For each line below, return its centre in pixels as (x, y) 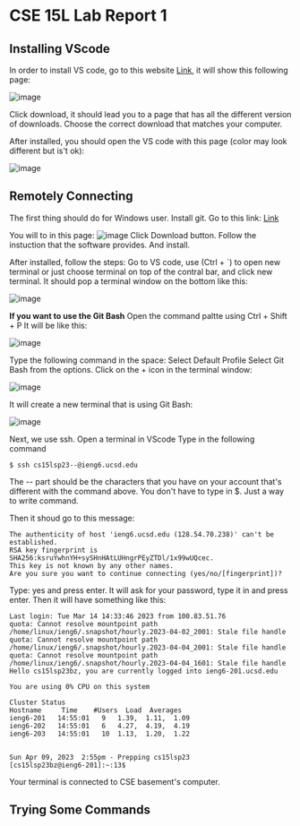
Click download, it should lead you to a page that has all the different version (150, 114)
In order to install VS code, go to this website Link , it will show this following (149, 70)
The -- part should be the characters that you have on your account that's (146, 481)
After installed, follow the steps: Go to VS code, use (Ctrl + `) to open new (145, 262)
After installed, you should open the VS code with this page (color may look (149, 141)
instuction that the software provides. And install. (100, 245)
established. (34, 542)
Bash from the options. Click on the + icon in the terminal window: (131, 369)
